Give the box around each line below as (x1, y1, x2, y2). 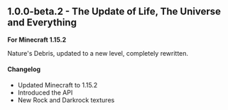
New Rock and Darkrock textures (17, 96, 115, 104)
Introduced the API (17, 88, 73, 97)
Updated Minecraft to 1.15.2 (17, 81, 98, 90)
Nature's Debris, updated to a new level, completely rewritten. (7, 49, 189, 57)
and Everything (7, 17, 77, 29)
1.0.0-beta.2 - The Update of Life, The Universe (7, 6, 222, 18)
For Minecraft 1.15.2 (7, 35, 67, 44)
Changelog (7, 65, 41, 73)
